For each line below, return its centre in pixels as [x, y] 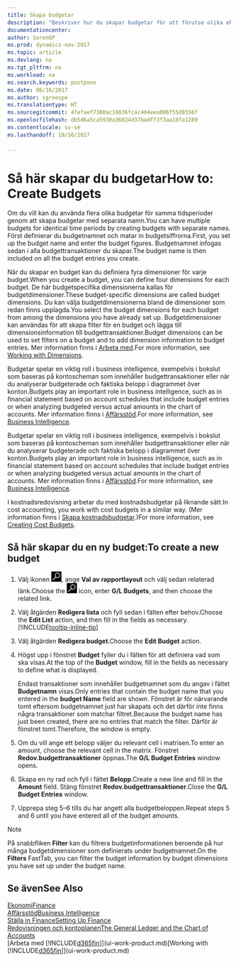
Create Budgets [54, 194]
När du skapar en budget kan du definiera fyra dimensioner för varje [107, 272]
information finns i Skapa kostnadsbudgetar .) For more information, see [110, 517]
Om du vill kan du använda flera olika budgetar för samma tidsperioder [110, 213]
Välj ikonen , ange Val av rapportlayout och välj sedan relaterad [116, 580]
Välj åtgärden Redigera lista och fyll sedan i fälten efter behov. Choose [120, 612]
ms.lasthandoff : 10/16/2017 [49, 135]
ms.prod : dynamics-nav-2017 [49, 45]
